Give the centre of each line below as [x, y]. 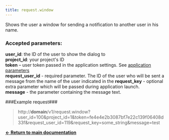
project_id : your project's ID [35, 60]
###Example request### [31, 102]
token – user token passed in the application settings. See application [78, 65]
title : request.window [29, 10]
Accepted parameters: [34, 43]
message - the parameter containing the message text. [63, 92]
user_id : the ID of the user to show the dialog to [55, 54]
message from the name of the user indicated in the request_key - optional [84, 81]
